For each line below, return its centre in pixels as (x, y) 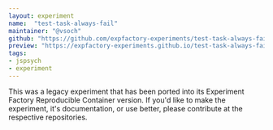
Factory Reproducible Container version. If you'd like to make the (117, 100)
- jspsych (25, 61)
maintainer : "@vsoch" (45, 31)
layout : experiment (41, 16)
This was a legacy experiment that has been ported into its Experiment (127, 91)
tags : (17, 53)
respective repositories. (48, 117)
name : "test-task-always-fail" (63, 23)
